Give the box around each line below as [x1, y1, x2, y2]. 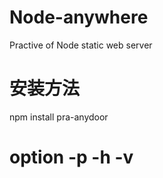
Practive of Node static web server [9, 39, 153, 51]
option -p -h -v [9, 146, 134, 169]
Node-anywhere [9, 6, 149, 29]
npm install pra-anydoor [9, 111, 109, 123]
